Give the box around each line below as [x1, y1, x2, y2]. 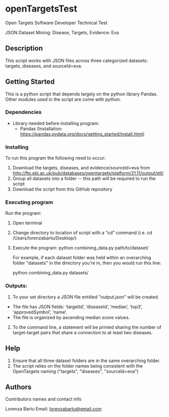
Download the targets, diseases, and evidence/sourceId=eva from [12, 165, 150, 171]
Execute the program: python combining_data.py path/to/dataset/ [12, 245, 149, 251]
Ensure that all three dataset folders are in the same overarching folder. [12, 358, 160, 364]
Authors [5, 383, 32, 391]
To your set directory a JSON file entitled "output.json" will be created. [12, 293, 159, 300]
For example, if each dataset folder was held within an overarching [12, 255, 151, 261]
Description [5, 44, 43, 53]
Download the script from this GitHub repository [12, 186, 112, 192]
